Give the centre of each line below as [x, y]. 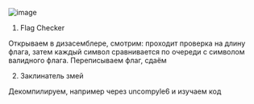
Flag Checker [42, 28]
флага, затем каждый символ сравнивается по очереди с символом [127, 52]
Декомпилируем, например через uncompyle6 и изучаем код [115, 91]
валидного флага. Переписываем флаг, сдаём [87, 60]
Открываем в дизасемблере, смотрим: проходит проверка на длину [127, 43]
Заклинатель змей [52, 76]
